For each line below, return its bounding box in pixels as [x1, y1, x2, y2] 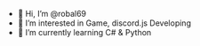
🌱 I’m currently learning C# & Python [17, 27, 152, 37]
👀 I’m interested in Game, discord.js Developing [17, 18, 191, 28]
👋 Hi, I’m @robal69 [17, 9, 87, 19]
